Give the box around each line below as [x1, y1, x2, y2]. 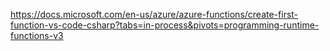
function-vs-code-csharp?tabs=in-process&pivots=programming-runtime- [10, 19, 320, 31]
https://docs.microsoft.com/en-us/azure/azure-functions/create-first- [10, 9, 299, 20]
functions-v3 [10, 30, 64, 41]
